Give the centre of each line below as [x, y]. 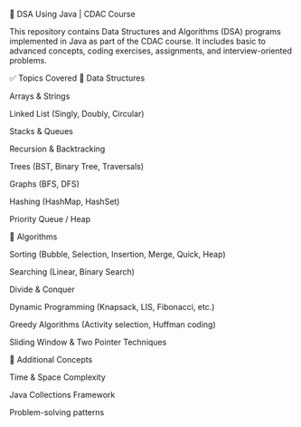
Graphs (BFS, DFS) [44, 184]
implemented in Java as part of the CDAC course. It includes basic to [138, 41]
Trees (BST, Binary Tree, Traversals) [77, 166]
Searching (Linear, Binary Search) [72, 272]
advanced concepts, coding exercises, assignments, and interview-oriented [150, 51]
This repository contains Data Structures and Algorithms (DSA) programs [146, 31]
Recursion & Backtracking [57, 149]
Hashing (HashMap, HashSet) [65, 201]
